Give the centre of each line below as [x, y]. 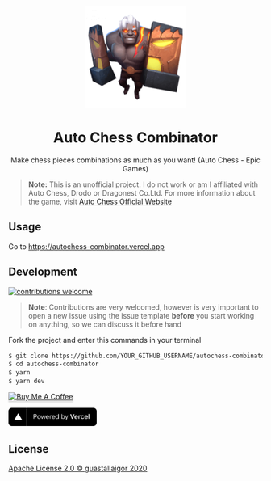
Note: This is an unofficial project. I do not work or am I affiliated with [143, 184]
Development [43, 272]
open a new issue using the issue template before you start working [141, 315]
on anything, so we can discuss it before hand [104, 324]
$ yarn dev [27, 382]
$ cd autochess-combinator [54, 364]
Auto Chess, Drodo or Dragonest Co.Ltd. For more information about [142, 192]
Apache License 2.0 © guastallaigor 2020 [78, 468]
